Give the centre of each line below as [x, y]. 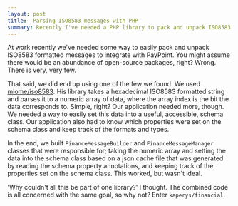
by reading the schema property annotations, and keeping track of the [110, 166]
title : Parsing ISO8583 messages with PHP [73, 21]
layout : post [27, 14]
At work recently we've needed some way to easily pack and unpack [108, 48]
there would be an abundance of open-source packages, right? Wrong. [112, 63]
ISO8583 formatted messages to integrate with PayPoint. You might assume [119, 55]
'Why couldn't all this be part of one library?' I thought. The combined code [118, 187]
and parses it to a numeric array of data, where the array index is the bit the [118, 99]
